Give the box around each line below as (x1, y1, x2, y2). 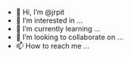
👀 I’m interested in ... (15, 16, 83, 25)
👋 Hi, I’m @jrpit (15, 8, 65, 16)
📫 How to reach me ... (15, 42, 90, 50)
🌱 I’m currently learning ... (15, 24, 101, 33)
